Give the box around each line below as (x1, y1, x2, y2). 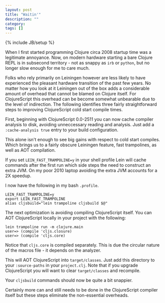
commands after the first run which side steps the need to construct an (5, 162, 151, 168)
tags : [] (5, 26, 23, 31)
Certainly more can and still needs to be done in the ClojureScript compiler (5, 287, 158, 293)
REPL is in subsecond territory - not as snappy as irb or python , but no (5, 60, 150, 66)
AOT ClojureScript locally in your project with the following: (5, 215, 126, 221)
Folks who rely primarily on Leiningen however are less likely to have (5, 75, 146, 81)
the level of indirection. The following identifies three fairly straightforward (5, 101, 158, 107)
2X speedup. (5, 173, 31, 179)
